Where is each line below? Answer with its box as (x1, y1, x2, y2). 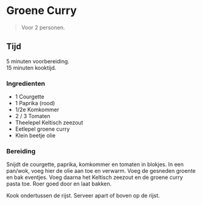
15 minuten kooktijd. (6, 64, 57, 71)
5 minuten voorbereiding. (6, 57, 70, 64)
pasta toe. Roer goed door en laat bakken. (6, 180, 112, 187)
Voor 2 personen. (21, 24, 65, 31)
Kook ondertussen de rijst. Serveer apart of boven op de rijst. (6, 192, 160, 200)
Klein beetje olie (15, 132, 56, 139)
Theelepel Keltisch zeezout (15, 119, 83, 127)
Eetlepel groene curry (15, 125, 70, 133)
